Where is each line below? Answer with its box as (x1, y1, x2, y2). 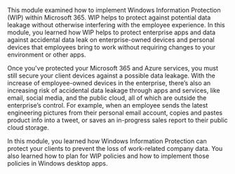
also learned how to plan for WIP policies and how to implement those (7, 152, 210, 160)
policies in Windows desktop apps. (7, 159, 108, 167)
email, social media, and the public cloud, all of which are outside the (7, 94, 207, 102)
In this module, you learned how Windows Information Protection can (7, 137, 207, 145)
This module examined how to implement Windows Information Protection (7, 6, 221, 14)
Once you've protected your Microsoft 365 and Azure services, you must (7, 64, 219, 72)
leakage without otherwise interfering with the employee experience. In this (7, 21, 226, 29)
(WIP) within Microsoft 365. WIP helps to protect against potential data (7, 13, 211, 22)
